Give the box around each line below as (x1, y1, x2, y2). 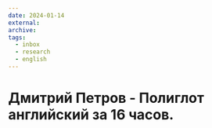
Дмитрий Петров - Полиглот (8, 90, 205, 107)
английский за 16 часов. (8, 106, 174, 124)
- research (15, 48, 51, 56)
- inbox (15, 41, 41, 49)
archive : (8, 26, 37, 34)
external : (8, 19, 41, 27)
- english (15, 56, 47, 64)
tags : (8, 33, 26, 42)
